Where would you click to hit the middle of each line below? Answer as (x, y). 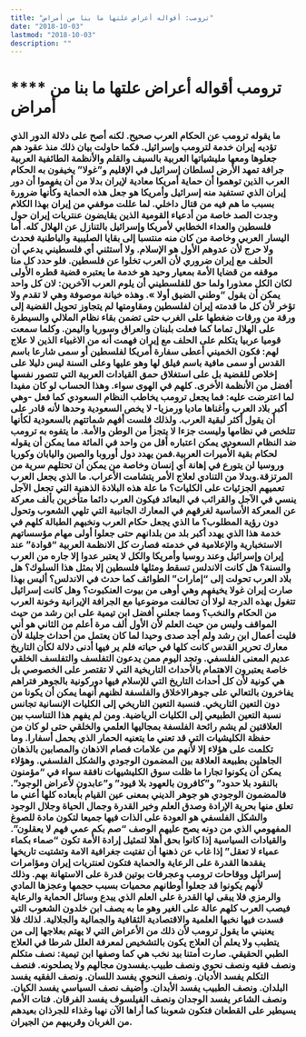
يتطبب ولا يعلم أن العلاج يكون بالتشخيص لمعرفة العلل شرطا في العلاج (145, 942)
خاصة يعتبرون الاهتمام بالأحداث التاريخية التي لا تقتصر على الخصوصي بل (149, 670)
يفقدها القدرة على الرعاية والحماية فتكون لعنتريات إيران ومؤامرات (138, 863)
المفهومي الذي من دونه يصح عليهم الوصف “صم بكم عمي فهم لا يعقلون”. (151, 829)
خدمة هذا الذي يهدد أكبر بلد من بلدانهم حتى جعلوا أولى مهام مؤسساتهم (146, 533)
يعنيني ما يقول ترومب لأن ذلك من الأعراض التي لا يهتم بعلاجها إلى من (143, 931)
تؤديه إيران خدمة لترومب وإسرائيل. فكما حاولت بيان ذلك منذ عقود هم (143, 147)
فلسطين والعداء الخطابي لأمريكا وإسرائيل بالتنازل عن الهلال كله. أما (141, 226)
